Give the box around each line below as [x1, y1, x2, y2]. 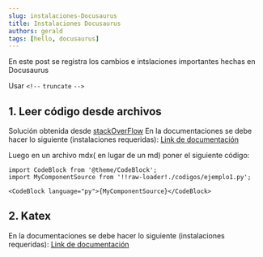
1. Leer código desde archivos [8, 105, 162, 118]
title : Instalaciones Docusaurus [8, 19, 121, 28]
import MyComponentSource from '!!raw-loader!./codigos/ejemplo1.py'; [8, 173, 252, 182]
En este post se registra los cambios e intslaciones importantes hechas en [8, 57, 256, 66]
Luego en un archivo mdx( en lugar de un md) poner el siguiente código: [8, 151, 250, 161]
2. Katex [8, 209, 51, 223]
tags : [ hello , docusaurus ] [8, 34, 100, 43]
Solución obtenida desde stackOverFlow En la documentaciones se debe [8, 126, 252, 136]
